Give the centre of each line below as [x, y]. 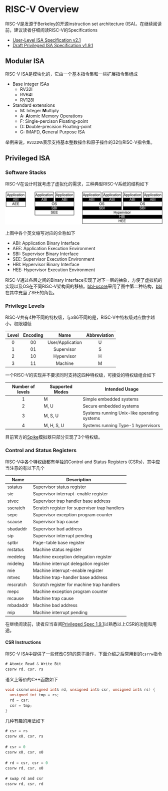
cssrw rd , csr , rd [24, 784]
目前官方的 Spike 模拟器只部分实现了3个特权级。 [54, 437]
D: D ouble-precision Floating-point [56, 126]
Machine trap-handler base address [70, 577]
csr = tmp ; [21, 705]
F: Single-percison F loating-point [54, 121]
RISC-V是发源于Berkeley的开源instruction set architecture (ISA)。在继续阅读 [83, 24]
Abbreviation [100, 335]
